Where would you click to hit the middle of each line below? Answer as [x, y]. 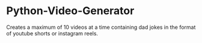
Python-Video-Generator [70, 11]
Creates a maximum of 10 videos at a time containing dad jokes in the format [101, 27]
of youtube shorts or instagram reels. [52, 33]
